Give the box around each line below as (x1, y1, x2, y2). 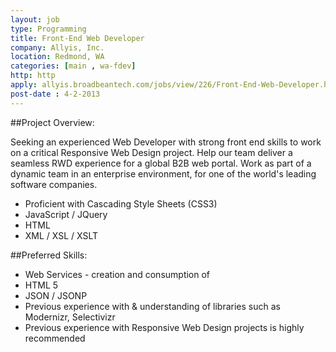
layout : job (10, 14, 60, 25)
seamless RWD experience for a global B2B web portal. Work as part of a (10, 157, 312, 169)
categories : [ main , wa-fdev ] (10, 61, 137, 71)
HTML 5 (24, 279, 59, 291)
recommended (24, 332, 86, 344)
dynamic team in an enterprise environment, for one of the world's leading (10, 167, 317, 180)
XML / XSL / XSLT (24, 229, 99, 241)
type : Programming (10, 24, 87, 34)
